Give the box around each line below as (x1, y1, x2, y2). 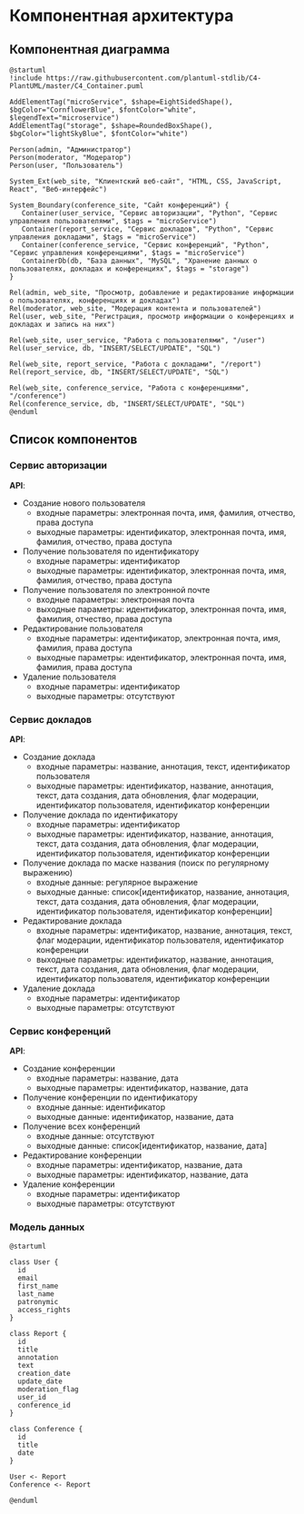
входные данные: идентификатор (35, 1102, 166, 1113)
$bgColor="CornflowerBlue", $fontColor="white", (9, 105, 197, 114)
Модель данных (9, 1221, 85, 1233)
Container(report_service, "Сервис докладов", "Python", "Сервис (21, 224, 274, 233)
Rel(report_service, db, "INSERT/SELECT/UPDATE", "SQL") (9, 368, 230, 377)
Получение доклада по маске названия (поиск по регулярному (22, 857, 270, 868)
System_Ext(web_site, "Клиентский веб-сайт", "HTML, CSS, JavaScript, (9, 177, 282, 186)
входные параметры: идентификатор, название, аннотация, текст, (35, 925, 293, 935)
